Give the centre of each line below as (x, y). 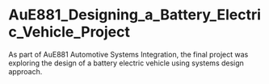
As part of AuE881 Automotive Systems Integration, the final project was (128, 54)
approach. (25, 71)
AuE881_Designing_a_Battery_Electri (134, 15)
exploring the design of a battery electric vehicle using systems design (126, 63)
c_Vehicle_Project (69, 32)
